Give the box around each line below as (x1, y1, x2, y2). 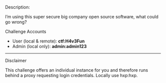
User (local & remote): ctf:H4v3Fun (12, 38, 85, 44)
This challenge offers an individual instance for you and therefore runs (5, 67, 148, 73)
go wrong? (5, 19, 27, 25)
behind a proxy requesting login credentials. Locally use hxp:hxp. (5, 73, 138, 78)
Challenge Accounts (5, 29, 46, 34)
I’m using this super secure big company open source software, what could (5, 14, 159, 19)
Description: (5, 4, 30, 10)
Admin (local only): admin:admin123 (12, 43, 87, 49)
